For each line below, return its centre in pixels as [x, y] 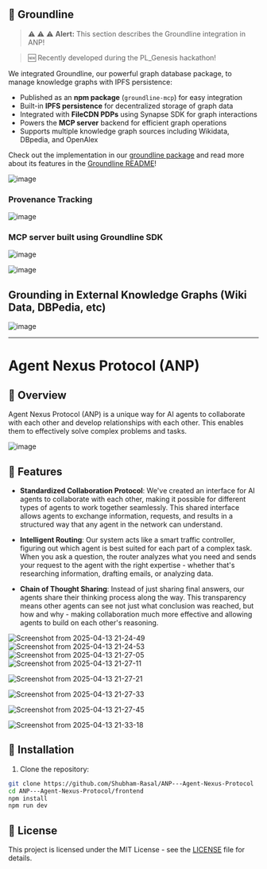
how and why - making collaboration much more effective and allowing [136, 614]
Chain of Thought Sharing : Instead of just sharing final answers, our [132, 589]
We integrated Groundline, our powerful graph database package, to [120, 73]
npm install [28, 798]
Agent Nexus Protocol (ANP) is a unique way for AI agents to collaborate [127, 415]
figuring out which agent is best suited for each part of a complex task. [136, 548]
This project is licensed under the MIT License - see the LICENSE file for [126, 850]
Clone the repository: [54, 769]
